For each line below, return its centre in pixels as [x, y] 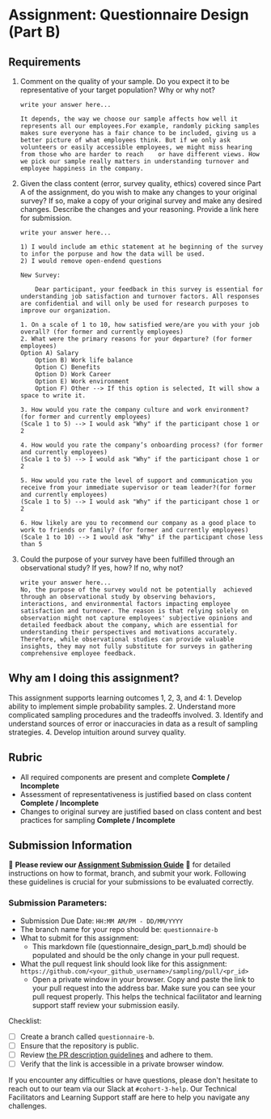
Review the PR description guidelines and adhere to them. [116, 1054]
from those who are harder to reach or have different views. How [140, 155]
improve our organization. [66, 311]
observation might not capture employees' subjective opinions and [136, 618]
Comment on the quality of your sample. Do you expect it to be [125, 81]
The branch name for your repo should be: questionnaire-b [119, 929]
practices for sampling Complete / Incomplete [97, 820]
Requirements [44, 62]
